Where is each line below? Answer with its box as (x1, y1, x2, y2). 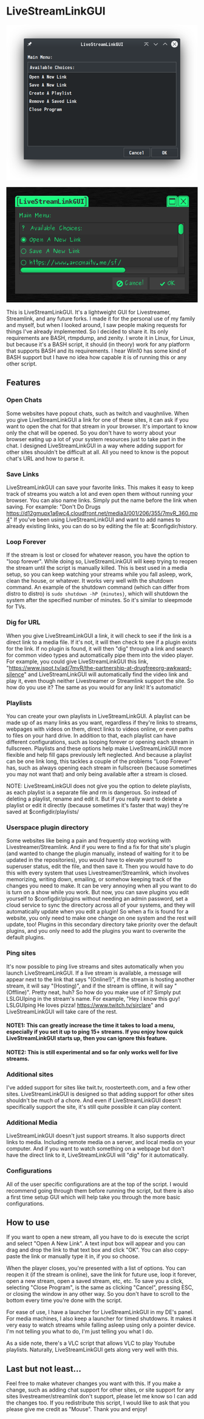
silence (6, 671, 24, 678)
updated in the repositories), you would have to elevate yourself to (6, 856, 172, 864)
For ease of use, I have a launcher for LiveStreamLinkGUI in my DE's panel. (6, 1309, 194, 1316)
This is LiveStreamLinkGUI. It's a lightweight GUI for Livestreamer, (6, 308, 171, 316)
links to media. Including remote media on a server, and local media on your (6, 1139, 195, 1146)
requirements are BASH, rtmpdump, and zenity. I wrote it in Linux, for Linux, (6, 334, 195, 342)
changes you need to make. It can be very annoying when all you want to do (6, 882, 197, 890)
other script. (6, 360, 37, 368)
